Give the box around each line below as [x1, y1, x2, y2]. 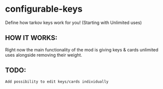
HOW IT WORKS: [5, 34, 57, 42]
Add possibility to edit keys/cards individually [5, 79, 109, 84]
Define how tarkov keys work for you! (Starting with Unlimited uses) [5, 20, 142, 25]
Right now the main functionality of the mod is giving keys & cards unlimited [5, 46, 159, 52]
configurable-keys [5, 3, 82, 15]
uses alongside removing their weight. [5, 52, 82, 58]
